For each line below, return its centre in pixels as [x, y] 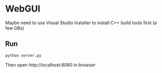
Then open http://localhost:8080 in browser [50, 65]
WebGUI [23, 9]
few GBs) [15, 28]
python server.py [23, 55]
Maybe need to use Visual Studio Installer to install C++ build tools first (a [81, 23]
